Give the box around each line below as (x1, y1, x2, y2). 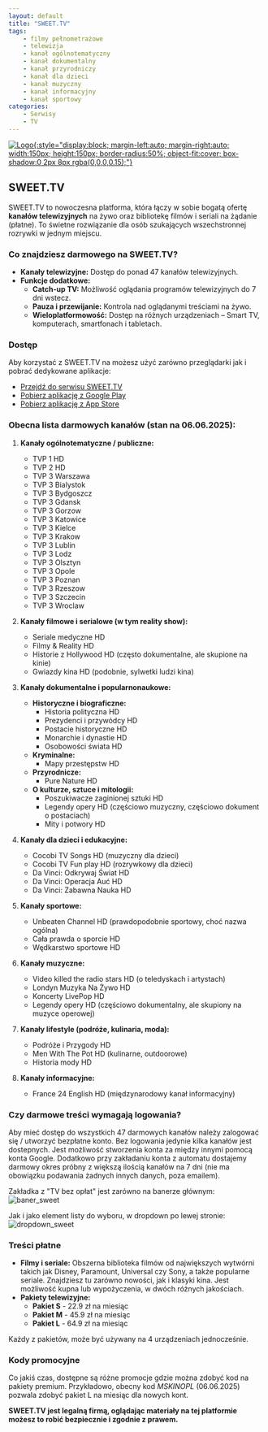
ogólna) (32, 925, 58, 935)
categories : (8, 102, 49, 111)
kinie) (32, 657, 51, 667)
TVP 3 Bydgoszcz (32, 488, 93, 498)
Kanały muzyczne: (19, 958, 85, 968)
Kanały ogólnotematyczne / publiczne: (19, 438, 154, 448)
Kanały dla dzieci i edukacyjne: (19, 835, 128, 844)
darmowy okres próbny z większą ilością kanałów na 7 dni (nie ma (8, 1161, 230, 1171)
